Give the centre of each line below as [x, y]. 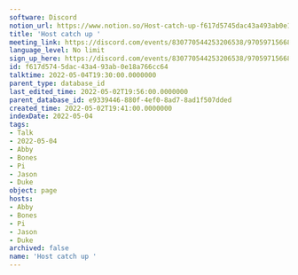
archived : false [39, 248]
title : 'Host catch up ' [55, 34]
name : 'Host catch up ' [53, 257]
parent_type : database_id [57, 83]
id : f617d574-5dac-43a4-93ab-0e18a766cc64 [89, 67]
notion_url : [31, 26]
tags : [19, 125]
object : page [33, 191]
